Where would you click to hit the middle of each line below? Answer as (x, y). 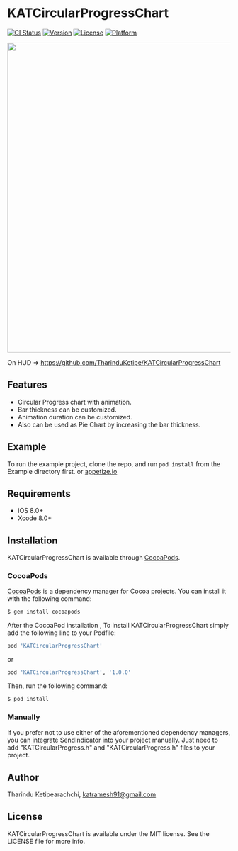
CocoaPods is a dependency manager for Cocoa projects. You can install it (117, 591)
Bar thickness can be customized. (67, 410)
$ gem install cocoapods (44, 612)
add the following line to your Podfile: (62, 633)
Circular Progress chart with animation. (75, 402)
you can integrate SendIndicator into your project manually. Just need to (113, 740)
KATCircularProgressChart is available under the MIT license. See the (109, 833)
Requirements (39, 494)
